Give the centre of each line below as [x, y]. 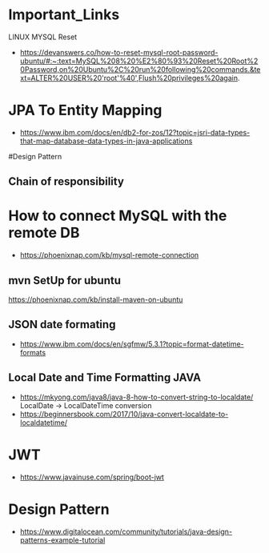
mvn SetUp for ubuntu [65, 281]
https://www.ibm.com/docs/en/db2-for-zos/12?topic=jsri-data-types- [135, 132]
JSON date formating [62, 325]
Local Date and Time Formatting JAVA [105, 378]
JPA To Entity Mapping [85, 110]
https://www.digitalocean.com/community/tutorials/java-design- [126, 531]
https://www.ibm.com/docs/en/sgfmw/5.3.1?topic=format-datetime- [132, 344]
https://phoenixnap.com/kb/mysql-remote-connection [109, 255]
